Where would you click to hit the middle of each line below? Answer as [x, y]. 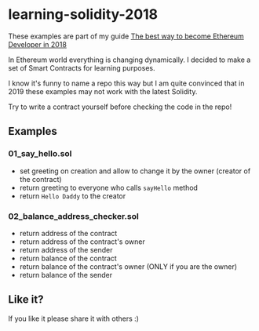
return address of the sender [66, 249]
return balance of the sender [66, 275]
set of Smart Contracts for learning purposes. [82, 67]
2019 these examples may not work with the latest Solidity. [103, 91]
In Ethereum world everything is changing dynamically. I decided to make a [129, 60]
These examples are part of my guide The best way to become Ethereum [126, 36]
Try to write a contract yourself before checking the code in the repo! [120, 107]
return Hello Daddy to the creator [73, 196]
